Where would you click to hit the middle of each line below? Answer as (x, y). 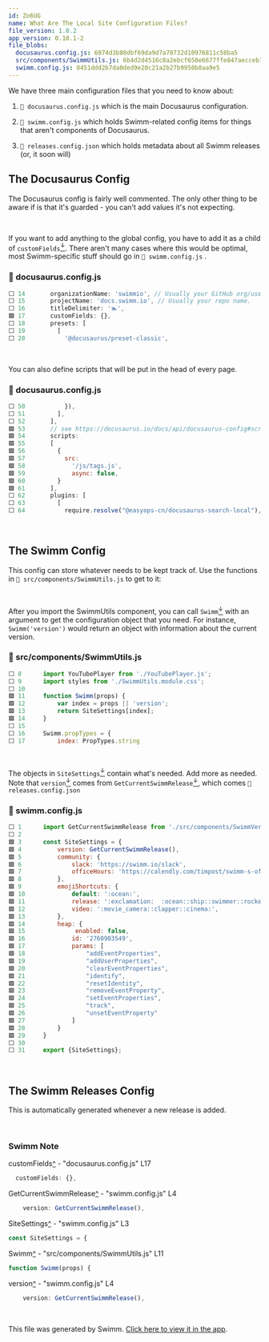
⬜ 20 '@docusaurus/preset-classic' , (88, 338)
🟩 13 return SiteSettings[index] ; (81, 711)
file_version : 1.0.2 (43, 30)
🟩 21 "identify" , (67, 976)
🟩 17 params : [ (56, 946)
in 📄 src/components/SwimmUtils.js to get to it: (85, 579)
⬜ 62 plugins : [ (47, 496)
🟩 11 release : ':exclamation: (81, 901)
